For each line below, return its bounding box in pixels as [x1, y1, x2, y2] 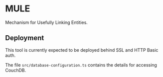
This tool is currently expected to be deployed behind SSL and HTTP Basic [5, 47, 159, 53]
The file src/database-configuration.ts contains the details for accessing [5, 62, 157, 68]
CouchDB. [5, 67, 26, 73]
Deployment [5, 34, 44, 42]
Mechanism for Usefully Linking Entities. [5, 19, 88, 25]
